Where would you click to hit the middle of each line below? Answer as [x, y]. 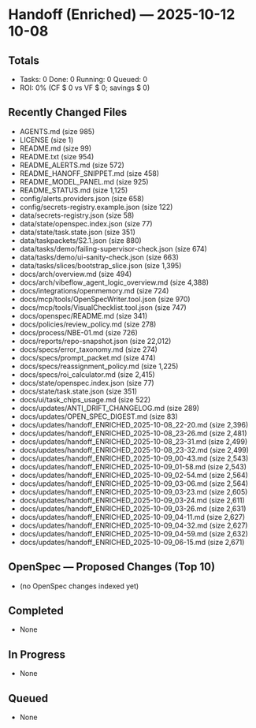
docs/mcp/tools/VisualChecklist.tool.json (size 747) [103, 307]
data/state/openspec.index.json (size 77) [86, 223]
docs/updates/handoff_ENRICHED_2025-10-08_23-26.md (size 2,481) [133, 433]
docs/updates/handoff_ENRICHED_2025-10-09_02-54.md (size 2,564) [134, 475]
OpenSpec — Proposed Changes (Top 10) [111, 567]
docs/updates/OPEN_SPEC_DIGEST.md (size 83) [99, 416]
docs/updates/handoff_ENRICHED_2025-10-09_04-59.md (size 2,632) [134, 533]
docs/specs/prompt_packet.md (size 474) [87, 357]
